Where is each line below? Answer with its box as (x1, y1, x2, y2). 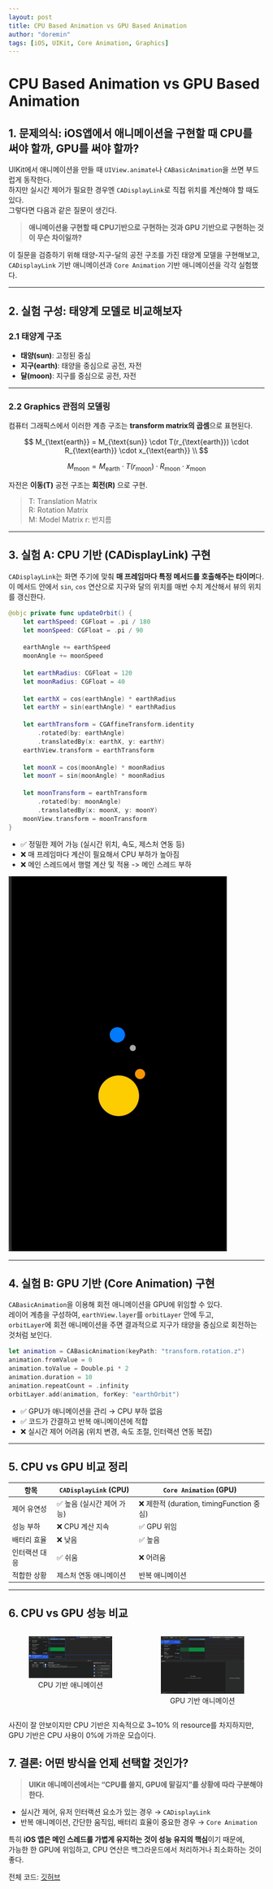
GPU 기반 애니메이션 (170, 1696, 236, 1705)
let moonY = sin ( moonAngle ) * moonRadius (23, 772, 165, 780)
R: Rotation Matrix (28, 505, 89, 515)
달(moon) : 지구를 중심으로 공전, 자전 (19, 371, 136, 380)
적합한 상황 (11, 1570, 47, 1580)
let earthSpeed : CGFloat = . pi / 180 (23, 618, 151, 626)
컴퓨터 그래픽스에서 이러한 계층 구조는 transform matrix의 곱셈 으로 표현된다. (8, 421, 253, 431)
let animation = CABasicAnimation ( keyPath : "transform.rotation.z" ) (8, 1348, 245, 1356)
